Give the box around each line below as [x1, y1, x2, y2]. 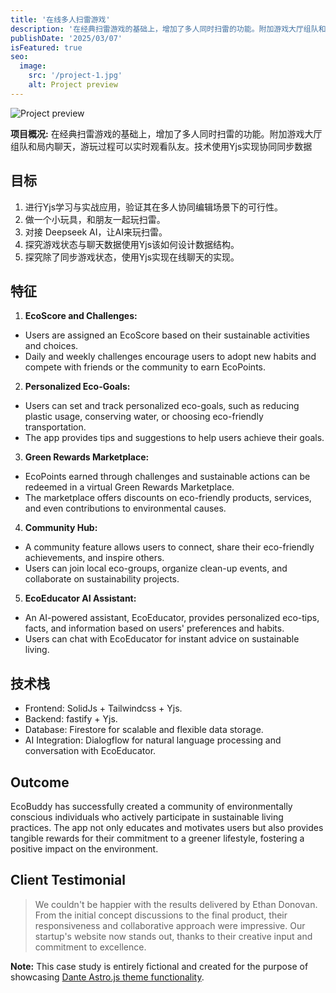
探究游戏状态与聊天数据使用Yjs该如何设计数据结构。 [24, 238, 240, 250]
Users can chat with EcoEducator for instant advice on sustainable [24, 633, 300, 645]
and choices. [24, 340, 79, 352]
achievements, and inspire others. [24, 552, 165, 564]
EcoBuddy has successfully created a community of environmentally [10, 801, 293, 812]
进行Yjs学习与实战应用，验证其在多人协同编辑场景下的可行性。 [24, 201, 284, 213]
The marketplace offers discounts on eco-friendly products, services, [24, 492, 312, 504]
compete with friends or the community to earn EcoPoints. [24, 361, 266, 373]
